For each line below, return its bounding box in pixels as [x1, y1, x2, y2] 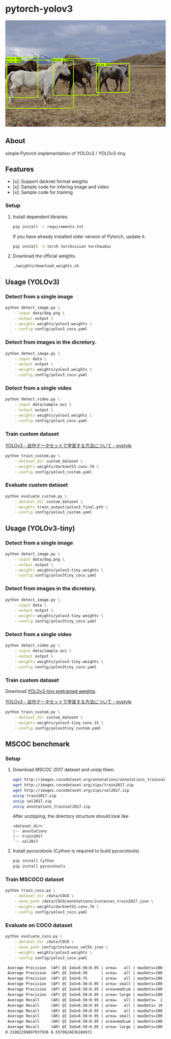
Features [5, 165, 34, 173]
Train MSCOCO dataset [5, 876, 64, 883]
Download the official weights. [12, 253, 76, 259]
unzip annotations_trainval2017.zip [12, 804, 91, 809]
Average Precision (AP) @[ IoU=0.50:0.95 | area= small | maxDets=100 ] [7, 981, 167, 986]
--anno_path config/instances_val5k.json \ [14, 944, 108, 950]
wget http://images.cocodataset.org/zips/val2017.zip [12, 788, 129, 793]
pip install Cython [12, 859, 54, 864]
